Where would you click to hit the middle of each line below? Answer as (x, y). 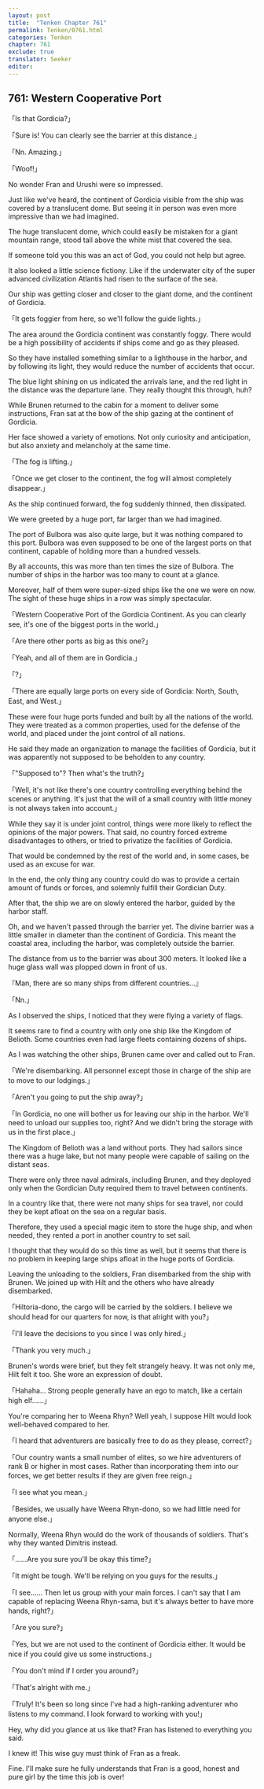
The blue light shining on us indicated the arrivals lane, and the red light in (128, 381)
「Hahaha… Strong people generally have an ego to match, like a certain (125, 1390)
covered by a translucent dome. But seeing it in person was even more (123, 208)
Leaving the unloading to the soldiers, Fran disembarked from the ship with (130, 1274)
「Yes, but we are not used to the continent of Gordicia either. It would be (127, 1644)
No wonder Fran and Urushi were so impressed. (86, 184)
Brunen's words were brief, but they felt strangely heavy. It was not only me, (132, 1366)
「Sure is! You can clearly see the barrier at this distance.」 (104, 135)
